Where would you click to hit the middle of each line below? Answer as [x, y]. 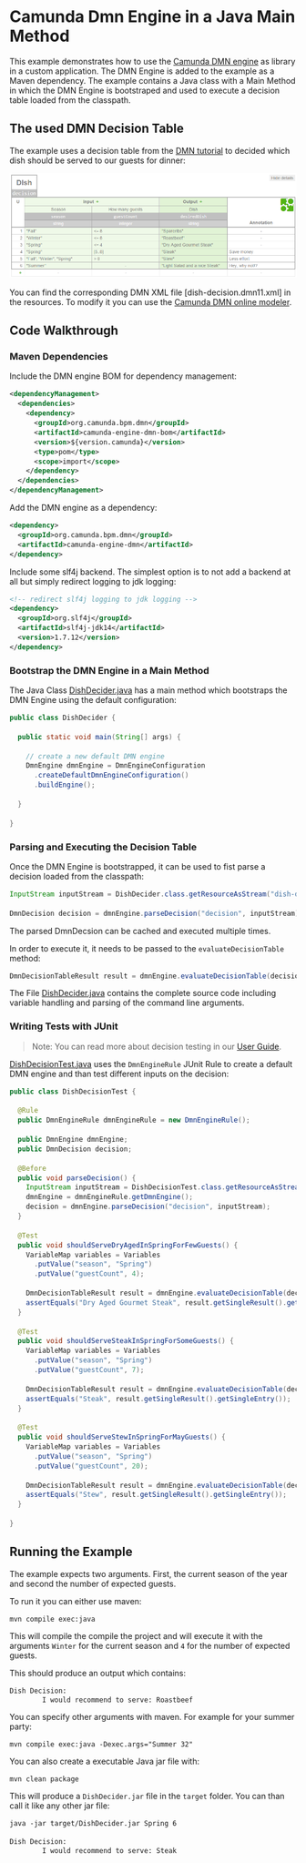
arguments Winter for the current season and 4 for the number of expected [150, 1645]
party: [20, 1726]
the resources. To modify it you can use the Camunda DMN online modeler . [151, 301]
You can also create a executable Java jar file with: [105, 1761]
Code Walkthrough [64, 331]
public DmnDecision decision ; [75, 1149]
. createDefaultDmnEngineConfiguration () [111, 776]
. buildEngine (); [64, 785]
